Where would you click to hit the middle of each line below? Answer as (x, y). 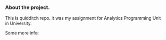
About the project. (28, 7)
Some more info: (22, 33)
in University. (19, 23)
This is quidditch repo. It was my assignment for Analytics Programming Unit (83, 18)
